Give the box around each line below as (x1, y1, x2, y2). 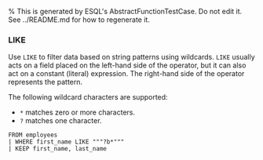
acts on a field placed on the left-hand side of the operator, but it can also (8, 60, 247, 70)
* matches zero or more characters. (19, 107, 136, 117)
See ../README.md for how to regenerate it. (8, 15, 151, 24)
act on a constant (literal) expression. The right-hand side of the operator (8, 69, 245, 78)
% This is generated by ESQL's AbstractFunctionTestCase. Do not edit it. (8, 7, 243, 16)
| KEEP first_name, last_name (8, 145, 108, 153)
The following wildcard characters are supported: (8, 93, 168, 102)
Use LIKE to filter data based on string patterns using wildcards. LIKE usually (8, 53, 255, 62)
